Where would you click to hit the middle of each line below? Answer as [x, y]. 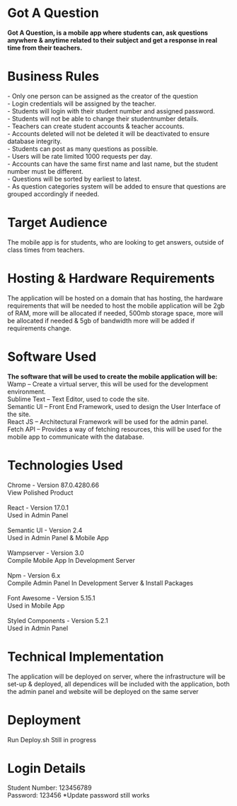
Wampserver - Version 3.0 [46, 553]
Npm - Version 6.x [34, 575]
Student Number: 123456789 [50, 788]
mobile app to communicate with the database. [76, 437]
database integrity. [35, 141]
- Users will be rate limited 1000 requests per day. [80, 156]
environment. [27, 391]
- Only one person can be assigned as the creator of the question [103, 96]
